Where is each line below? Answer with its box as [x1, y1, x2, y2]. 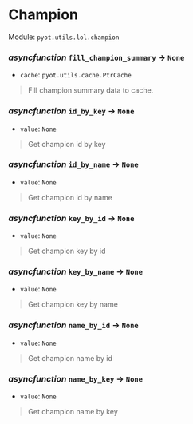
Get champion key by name [27, 299, 118, 309]
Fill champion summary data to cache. [27, 85, 154, 95]
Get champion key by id [27, 246, 106, 256]
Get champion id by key [27, 139, 106, 149]
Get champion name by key [27, 407, 118, 417]
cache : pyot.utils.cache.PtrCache [19, 70, 132, 80]
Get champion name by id [27, 353, 113, 363]
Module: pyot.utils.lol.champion [8, 32, 120, 42]
